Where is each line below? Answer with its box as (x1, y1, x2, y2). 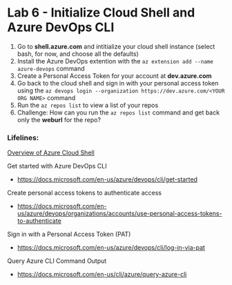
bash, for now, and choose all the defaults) (17, 50, 139, 58)
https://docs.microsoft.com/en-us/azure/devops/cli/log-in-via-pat (17, 244, 206, 252)
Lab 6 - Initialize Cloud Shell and (7, 5, 195, 21)
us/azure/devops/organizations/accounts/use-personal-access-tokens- (17, 209, 222, 218)
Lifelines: (7, 132, 39, 142)
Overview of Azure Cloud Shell (7, 148, 95, 157)
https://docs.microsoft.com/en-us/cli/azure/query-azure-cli (17, 271, 187, 279)
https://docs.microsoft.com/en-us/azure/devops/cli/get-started (17, 175, 198, 184)
